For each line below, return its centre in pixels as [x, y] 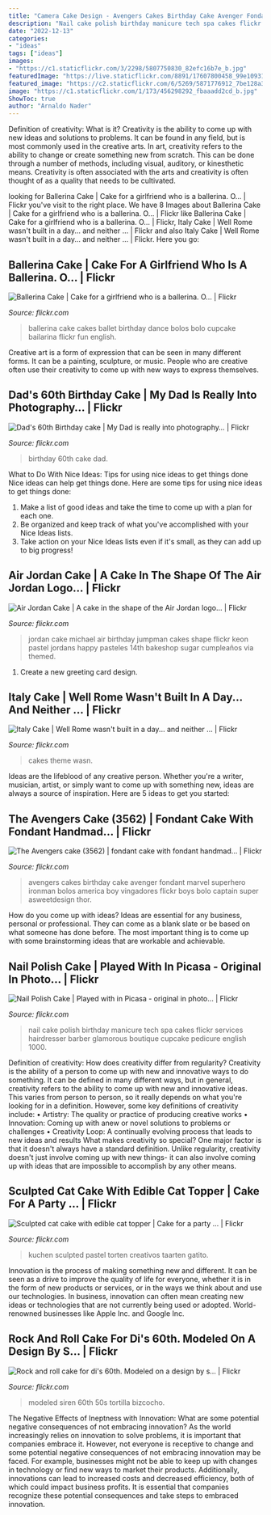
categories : [28, 38]
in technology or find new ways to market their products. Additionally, [124, 1470]
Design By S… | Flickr [63, 1352]
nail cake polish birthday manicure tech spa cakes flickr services [135, 1030]
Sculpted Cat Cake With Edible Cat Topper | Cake [134, 1191]
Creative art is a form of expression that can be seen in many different [125, 352]
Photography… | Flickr [65, 408]
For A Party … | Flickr [63, 1204]
